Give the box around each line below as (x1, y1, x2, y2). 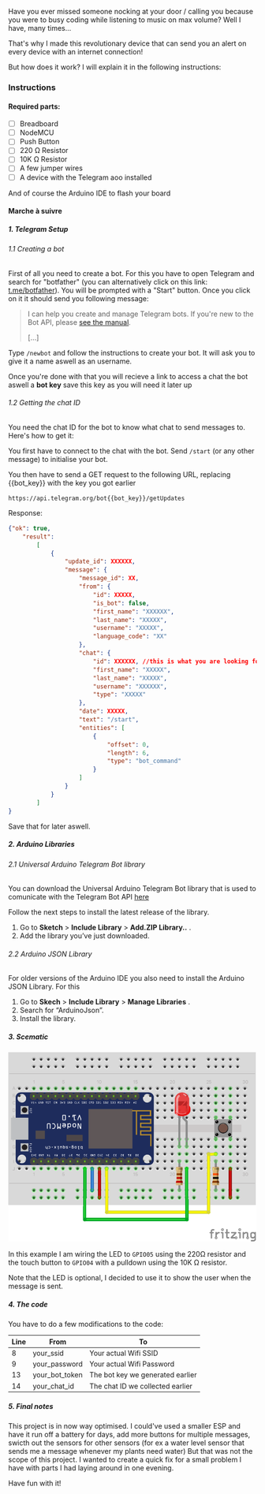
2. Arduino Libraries (8, 840, 75, 849)
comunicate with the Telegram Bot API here (8, 892, 150, 902)
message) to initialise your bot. (8, 454, 108, 464)
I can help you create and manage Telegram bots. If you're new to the (27, 309, 254, 319)
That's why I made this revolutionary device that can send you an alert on (8, 39, 247, 48)
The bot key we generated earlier (89, 1370, 197, 1380)
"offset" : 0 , (106, 740, 150, 748)
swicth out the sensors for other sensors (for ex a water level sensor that (8, 1438, 244, 1447)
